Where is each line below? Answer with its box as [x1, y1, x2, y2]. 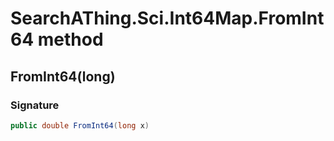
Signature [10, 98, 60, 112]
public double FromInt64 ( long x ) [10, 120, 150, 131]
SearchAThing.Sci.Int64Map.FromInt [10, 7, 325, 30]
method [37, 28, 104, 51]
